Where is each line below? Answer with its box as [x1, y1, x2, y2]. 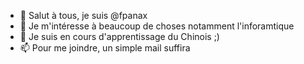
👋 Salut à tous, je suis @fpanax [19, 10, 148, 21]
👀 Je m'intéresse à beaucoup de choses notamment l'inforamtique [19, 20, 295, 32]
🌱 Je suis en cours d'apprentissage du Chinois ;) [19, 31, 220, 42]
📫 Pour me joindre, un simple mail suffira [19, 42, 191, 54]
